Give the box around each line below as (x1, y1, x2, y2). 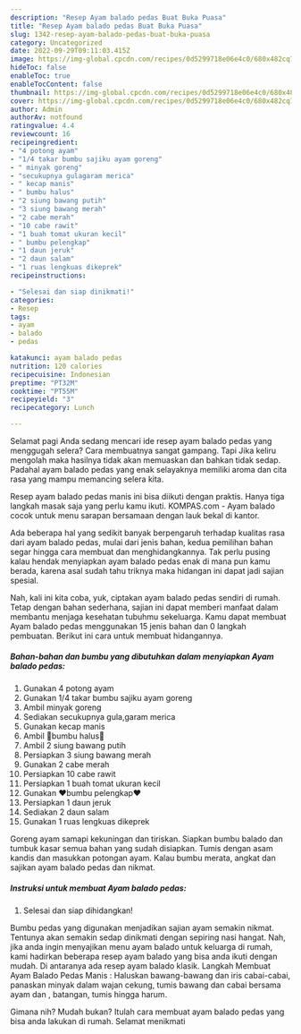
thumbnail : (10, 88, 51, 97)
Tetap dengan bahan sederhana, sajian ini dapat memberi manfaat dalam (10, 602, 280, 612)
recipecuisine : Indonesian (10, 370, 111, 379)
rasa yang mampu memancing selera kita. (10, 474, 164, 484)
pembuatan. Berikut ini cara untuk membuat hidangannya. (10, 630, 223, 641)
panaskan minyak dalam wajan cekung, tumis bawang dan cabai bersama (10, 979, 281, 990)
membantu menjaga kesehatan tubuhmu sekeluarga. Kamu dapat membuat (10, 611, 287, 622)
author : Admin (10, 105, 63, 114)
